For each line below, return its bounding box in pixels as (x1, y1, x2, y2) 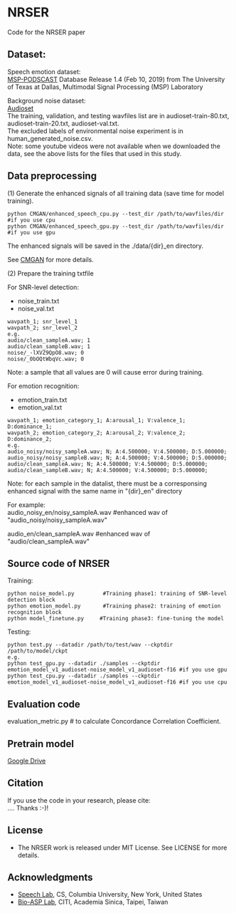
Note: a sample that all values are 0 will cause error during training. (7, 367, 204, 376)
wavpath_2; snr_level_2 (7, 324, 78, 331)
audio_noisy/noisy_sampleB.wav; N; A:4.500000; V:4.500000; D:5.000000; (7, 454, 227, 461)
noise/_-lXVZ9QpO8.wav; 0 (7, 349, 84, 356)
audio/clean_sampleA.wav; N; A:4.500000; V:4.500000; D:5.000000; (7, 460, 208, 467)
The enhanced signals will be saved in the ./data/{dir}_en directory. (7, 241, 204, 250)
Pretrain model (7, 738, 75, 750)
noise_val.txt (17, 304, 55, 313)
